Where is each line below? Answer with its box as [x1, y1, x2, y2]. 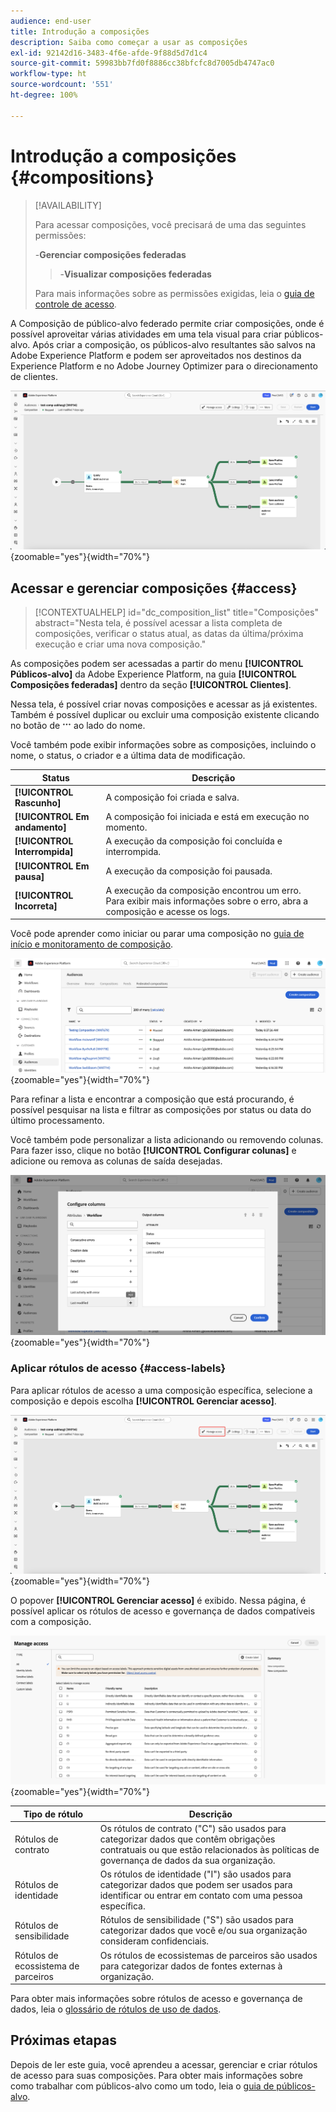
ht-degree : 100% [10, 90, 78, 100]
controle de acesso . [34, 298, 117, 310]
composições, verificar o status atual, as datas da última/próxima [34, 628, 304, 640]
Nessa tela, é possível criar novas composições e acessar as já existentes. [10, 698, 318, 710]
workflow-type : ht [10, 69, 87, 79]
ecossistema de [14, 1960, 80, 1972]
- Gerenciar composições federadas [34, 248, 187, 260]
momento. [105, 821, 148, 834]
